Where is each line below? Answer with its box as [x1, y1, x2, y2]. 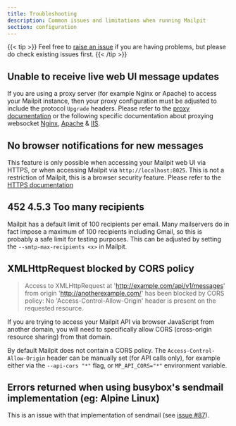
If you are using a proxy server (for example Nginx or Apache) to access [7, 89, 217, 98]
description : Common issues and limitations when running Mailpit [7, 17, 206, 24]
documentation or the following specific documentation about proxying [7, 112, 213, 120]
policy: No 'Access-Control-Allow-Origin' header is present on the [24, 296, 216, 305]
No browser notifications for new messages [7, 139, 204, 151]
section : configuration [7, 23, 77, 30]
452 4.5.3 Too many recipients [7, 201, 144, 213]
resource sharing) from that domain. [7, 332, 113, 341]
